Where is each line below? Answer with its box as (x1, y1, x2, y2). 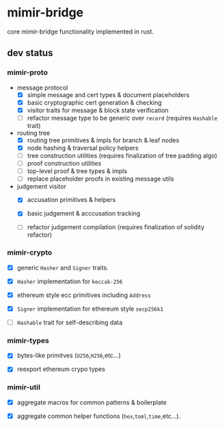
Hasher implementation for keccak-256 (16, 277, 123, 285)
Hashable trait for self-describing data (16, 318, 123, 326)
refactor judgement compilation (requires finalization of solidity (27, 223, 205, 231)
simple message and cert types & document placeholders (27, 90, 190, 99)
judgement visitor (16, 183, 67, 191)
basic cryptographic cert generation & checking (27, 98, 162, 107)
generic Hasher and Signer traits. (16, 263, 109, 272)
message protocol (16, 83, 68, 92)
